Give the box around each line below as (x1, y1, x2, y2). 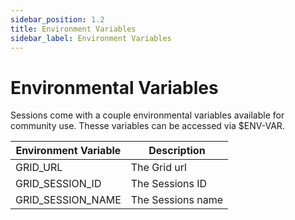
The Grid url (130, 161, 187, 175)
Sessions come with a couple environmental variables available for (10, 109, 285, 121)
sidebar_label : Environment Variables (10, 33, 172, 43)
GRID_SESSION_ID (15, 177, 102, 191)
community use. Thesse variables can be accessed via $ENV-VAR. (10, 120, 285, 132)
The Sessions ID (130, 177, 208, 191)
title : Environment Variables (10, 24, 137, 34)
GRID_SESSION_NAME (15, 193, 122, 207)
